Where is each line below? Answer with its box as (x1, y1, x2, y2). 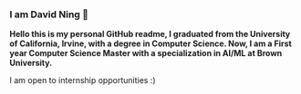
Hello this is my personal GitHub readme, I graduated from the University (9, 29, 291, 40)
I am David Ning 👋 (9, 8, 89, 21)
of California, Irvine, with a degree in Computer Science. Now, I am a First (9, 38, 292, 49)
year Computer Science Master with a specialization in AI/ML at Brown (9, 48, 283, 59)
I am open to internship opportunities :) (9, 75, 157, 86)
